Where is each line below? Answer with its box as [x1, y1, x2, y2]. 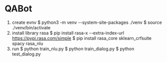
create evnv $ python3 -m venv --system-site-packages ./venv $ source [11, 19, 162, 25]
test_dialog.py [11, 51, 41, 57]
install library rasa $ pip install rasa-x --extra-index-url [11, 30, 124, 36]
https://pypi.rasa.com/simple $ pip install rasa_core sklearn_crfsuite [11, 35, 152, 41]
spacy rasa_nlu [11, 40, 43, 46]
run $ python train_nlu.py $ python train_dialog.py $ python [11, 46, 134, 52]
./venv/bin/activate [11, 24, 51, 30]
